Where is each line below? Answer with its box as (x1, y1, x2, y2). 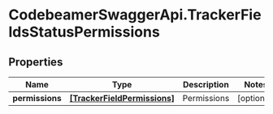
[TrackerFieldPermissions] (69, 93, 175, 103)
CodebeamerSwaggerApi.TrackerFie (8, 6, 262, 24)
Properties (8, 55, 63, 69)
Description (182, 79, 229, 90)
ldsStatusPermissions (8, 23, 160, 41)
